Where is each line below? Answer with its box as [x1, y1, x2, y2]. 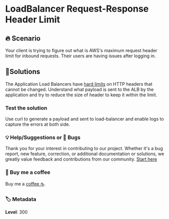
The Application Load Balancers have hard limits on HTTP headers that [5, 81, 153, 87]
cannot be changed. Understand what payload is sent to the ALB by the [5, 86, 154, 92]
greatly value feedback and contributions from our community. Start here [5, 156, 157, 162]
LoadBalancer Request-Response [5, 3, 149, 15]
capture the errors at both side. [5, 121, 70, 127]
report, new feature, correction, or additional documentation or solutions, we [5, 151, 164, 157]
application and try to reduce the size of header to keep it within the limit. [5, 92, 157, 98]
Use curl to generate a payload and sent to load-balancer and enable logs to [5, 116, 164, 122]
